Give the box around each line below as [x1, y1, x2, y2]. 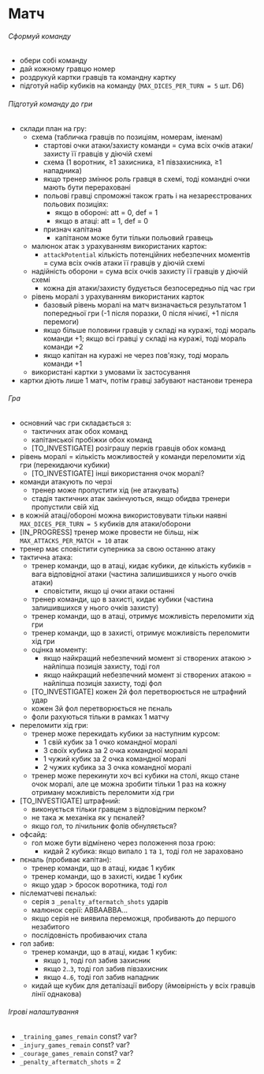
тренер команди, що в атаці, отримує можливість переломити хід [31, 611, 255, 620]
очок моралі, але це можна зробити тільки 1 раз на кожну [31, 779, 227, 789]
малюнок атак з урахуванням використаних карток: [31, 241, 207, 251]
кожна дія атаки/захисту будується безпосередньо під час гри [43, 283, 255, 292]
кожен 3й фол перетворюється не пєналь [31, 703, 173, 713]
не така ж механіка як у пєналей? [31, 812, 146, 822]
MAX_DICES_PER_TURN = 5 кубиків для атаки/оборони [19, 518, 191, 528]
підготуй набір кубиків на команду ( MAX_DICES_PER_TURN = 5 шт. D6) [19, 81, 244, 91]
